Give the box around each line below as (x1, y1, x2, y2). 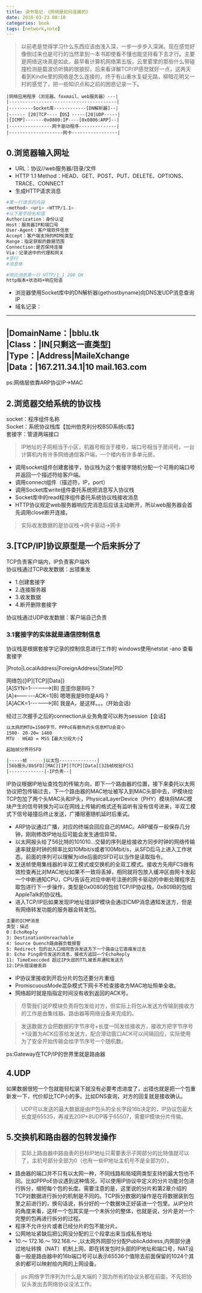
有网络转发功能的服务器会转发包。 (14, 906, 100, 913)
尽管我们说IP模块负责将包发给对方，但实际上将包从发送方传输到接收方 (20, 1002, 195, 1009)
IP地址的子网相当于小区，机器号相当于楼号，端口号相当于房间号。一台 (20, 443, 195, 450)
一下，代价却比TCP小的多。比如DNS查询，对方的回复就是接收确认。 (16, 1092, 186, 1100)
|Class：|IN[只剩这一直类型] (6, 339, 111, 349)
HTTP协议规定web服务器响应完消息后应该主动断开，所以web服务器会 (14, 501, 188, 508)
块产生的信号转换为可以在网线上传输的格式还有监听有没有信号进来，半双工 (6, 803, 191, 810)
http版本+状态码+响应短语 (6, 278, 63, 284)
